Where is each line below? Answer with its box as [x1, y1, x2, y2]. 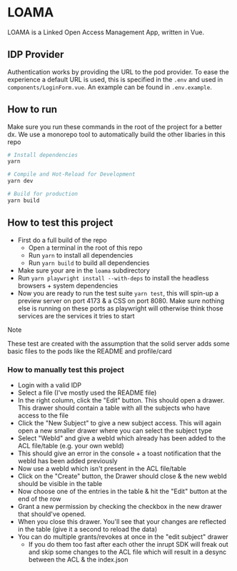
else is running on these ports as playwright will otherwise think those [17, 304, 223, 313]
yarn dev [7, 178, 34, 185]
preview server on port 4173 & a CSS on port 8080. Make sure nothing [17, 296, 225, 305]
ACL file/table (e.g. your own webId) [17, 441, 125, 450]
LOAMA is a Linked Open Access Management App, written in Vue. [7, 28, 205, 36]
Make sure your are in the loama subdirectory [17, 266, 150, 275]
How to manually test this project [7, 365, 125, 375]
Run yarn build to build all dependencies [28, 258, 150, 267]
